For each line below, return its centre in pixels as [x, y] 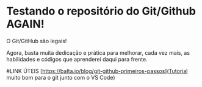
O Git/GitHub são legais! [37, 41]
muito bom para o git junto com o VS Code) [61, 77]
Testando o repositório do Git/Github [101, 11]
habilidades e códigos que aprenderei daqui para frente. [77, 59]
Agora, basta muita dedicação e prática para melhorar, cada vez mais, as [98, 52]
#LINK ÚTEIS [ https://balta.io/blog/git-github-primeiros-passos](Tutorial [97, 71]
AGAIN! [25, 24]
